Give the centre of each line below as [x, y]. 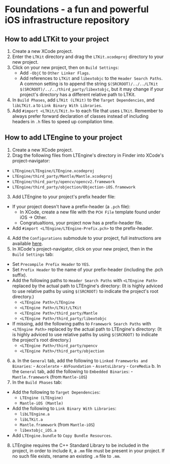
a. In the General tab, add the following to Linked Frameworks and [80, 361]
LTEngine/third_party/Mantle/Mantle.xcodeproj [62, 176]
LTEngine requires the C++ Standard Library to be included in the [80, 445]
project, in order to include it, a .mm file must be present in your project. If [88, 451]
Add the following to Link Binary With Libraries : [64, 408]
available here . [27, 243]
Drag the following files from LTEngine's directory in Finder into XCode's [88, 155]
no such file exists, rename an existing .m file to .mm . [66, 456]
